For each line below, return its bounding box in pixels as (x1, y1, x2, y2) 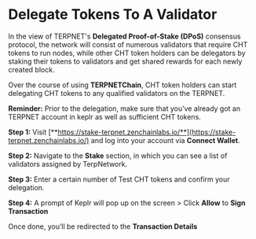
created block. (8, 64, 55, 74)
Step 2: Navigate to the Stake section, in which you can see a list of (8, 151, 228, 160)
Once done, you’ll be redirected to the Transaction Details (8, 222, 198, 231)
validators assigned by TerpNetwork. (8, 159, 128, 168)
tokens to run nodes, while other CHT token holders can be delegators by (8, 48, 246, 57)
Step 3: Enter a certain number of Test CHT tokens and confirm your (8, 175, 230, 184)
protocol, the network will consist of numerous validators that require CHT (8, 39, 248, 49)
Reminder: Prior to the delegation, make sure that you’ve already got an (8, 104, 241, 113)
